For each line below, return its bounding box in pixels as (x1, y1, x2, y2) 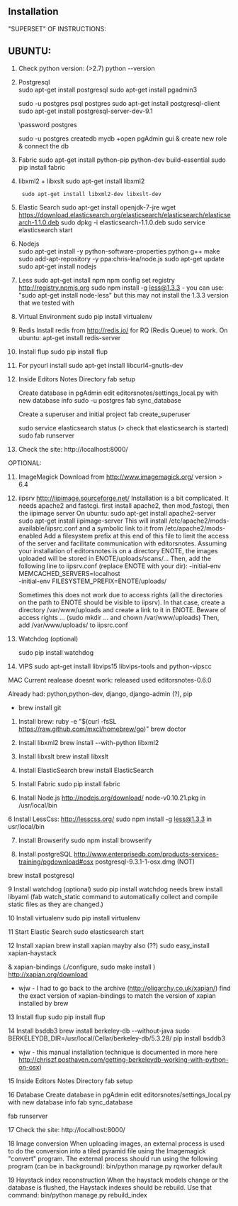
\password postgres (18, 120, 77, 129)
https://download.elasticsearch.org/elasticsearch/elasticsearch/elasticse (18, 210, 231, 219)
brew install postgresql (8, 871, 75, 879)
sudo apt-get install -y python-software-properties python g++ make (18, 246, 220, 255)
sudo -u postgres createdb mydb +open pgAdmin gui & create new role (18, 134, 227, 143)
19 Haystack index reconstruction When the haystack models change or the (8, 1175, 229, 1184)
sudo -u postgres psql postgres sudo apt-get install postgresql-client (18, 99, 220, 107)
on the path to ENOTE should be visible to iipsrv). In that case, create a (18, 598, 225, 607)
